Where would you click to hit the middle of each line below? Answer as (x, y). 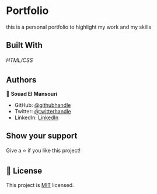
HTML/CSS (20, 60)
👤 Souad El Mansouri (32, 93)
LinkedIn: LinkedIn (36, 117)
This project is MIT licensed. (40, 185)
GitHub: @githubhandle (43, 105)
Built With (24, 45)
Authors (21, 80)
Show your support (42, 136)
